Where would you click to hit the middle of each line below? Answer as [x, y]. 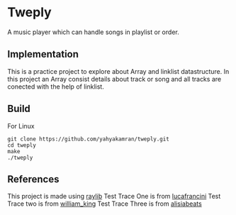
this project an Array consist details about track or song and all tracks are [114, 79]
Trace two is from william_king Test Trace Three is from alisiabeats [105, 204]
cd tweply [22, 145]
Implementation [43, 54]
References [33, 179]
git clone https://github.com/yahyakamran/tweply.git [89, 139]
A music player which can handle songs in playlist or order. [93, 32]
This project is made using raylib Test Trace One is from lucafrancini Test [114, 197]
